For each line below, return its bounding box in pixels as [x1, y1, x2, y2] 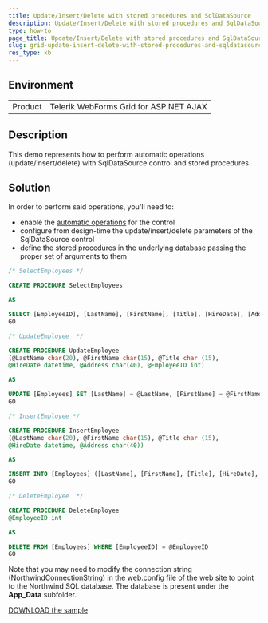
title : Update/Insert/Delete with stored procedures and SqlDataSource [8, 11, 251, 20]
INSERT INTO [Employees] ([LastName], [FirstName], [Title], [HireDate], [8, 470, 259, 478]
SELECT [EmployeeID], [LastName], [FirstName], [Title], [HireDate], [8, 311, 245, 319]
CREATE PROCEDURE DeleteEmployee [8, 506, 120, 514]
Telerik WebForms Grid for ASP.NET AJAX [49, 101, 207, 112]
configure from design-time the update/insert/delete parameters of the [19, 226, 253, 236]
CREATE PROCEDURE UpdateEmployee [8, 347, 120, 355]
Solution [8, 181, 51, 195]
